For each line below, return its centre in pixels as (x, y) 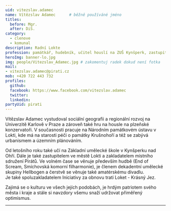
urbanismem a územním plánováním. (44, 141)
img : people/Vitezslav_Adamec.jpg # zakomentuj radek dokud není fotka (83, 62)
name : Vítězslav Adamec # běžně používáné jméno (64, 15)
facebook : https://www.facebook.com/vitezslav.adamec (68, 90)
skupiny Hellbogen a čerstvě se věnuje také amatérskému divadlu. (75, 172)
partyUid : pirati (24, 105)
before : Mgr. (24, 24)
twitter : (19, 95)
